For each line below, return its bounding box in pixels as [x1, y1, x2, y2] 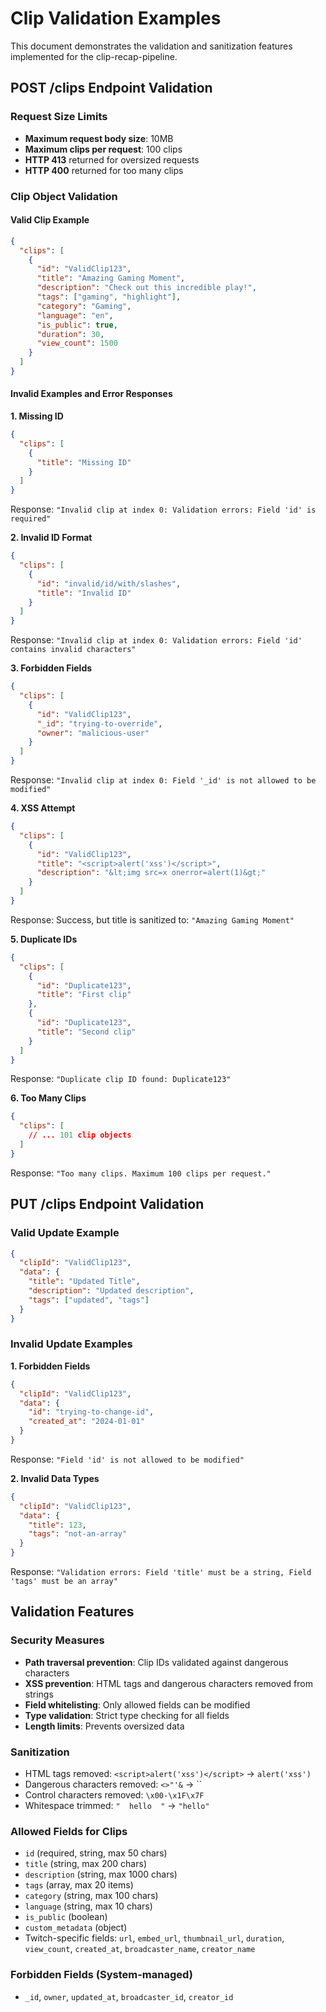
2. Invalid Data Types [10, 1472, 100, 1484]
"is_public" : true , [36, 320, 118, 330]
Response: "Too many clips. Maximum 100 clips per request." [10, 1167, 272, 1179]
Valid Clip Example [10, 214, 90, 226]
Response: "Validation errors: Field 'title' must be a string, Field [10, 1566, 312, 1578]
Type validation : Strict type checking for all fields [24, 1709, 230, 1721]
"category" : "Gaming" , [36, 301, 132, 311]
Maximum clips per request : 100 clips [24, 143, 183, 155]
